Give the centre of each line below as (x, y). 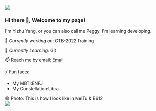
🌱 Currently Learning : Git (31, 50)
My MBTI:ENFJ (28, 83)
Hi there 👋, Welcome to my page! (45, 20)
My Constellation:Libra (35, 89)
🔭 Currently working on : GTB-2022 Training (50, 41)
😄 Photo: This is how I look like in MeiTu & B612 (54, 98)
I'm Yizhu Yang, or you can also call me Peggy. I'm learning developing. (78, 31)
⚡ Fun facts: (17, 72)
